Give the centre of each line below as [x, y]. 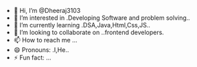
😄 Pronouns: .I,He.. [41, 50]
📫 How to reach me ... [45, 40]
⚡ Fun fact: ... [32, 57]
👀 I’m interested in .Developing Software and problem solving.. [102, 18]
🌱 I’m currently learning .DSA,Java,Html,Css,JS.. [82, 25]
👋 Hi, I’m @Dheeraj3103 [47, 11]
